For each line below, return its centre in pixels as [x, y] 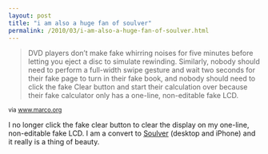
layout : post [30, 16]
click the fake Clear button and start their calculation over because [138, 87]
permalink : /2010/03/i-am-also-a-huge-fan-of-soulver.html [109, 30]
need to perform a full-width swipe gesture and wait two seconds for [142, 70]
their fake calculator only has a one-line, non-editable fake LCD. [133, 96]
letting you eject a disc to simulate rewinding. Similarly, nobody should [144, 61]
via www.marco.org [35, 110]
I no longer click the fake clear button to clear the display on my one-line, [129, 125]
